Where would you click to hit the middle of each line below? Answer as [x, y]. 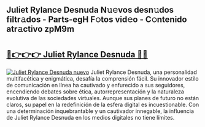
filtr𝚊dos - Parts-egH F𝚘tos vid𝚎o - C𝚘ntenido [97, 20]
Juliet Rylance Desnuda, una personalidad [144, 72]
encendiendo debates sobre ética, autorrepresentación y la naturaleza [95, 92]
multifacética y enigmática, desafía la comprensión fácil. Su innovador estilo [102, 78]
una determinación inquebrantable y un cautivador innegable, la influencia [100, 111]
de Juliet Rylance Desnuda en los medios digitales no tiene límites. [91, 118]
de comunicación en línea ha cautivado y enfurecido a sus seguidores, [96, 85]
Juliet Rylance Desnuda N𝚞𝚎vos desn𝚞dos [90, 10]
